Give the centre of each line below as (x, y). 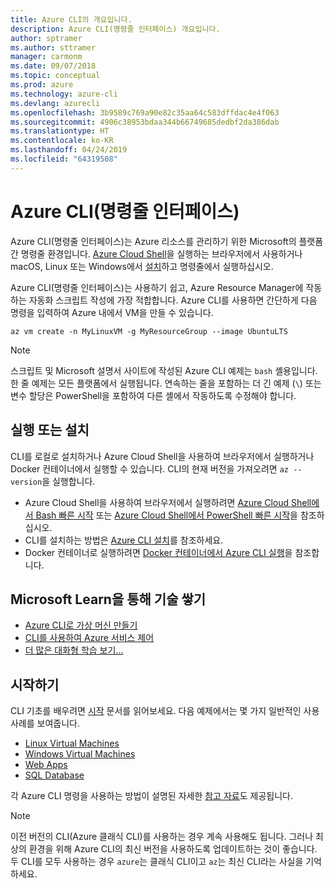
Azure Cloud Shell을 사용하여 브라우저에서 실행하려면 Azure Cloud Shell (168, 502)
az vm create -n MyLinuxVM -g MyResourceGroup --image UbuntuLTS (149, 331)
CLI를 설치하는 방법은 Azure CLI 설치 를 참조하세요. (124, 540)
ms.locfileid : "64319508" (64, 159)
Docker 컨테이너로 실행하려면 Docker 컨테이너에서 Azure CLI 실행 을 (158, 552)
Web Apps (46, 765)
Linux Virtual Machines (72, 743)
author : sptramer (46, 38)
